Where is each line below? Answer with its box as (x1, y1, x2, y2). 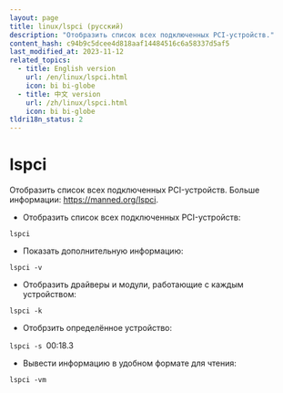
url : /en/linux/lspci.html (25, 73, 128, 82)
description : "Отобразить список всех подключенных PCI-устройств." (9, 30, 275, 39)
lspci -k (9, 306, 43, 315)
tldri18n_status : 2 (9, 115, 84, 124)
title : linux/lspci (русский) (9, 22, 125, 31)
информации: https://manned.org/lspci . (9, 194, 159, 205)
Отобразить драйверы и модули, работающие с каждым (22, 279, 244, 290)
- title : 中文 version (17, 89, 101, 98)
